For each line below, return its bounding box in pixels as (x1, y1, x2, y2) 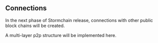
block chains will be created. (5, 22, 65, 28)
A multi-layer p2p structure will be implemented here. (5, 32, 116, 38)
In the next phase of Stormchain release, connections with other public (5, 17, 153, 23)
